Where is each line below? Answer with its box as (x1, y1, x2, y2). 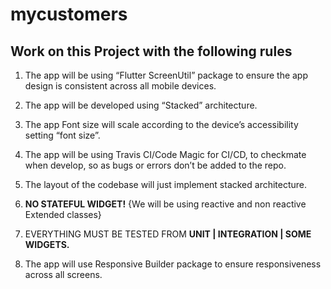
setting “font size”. (24, 129, 101, 141)
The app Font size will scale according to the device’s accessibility (24, 119, 299, 130)
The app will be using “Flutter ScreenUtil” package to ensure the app (24, 69, 309, 81)
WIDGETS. (24, 239, 70, 250)
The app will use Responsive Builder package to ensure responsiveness (24, 258, 322, 270)
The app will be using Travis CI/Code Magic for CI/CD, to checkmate (24, 149, 307, 160)
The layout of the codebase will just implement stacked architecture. (24, 179, 308, 190)
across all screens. (24, 269, 103, 280)
